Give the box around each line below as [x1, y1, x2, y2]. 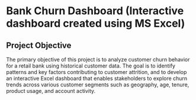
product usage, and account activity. [6, 88, 96, 94]
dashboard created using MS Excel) [6, 17, 185, 30]
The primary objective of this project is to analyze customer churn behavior [6, 56, 190, 63]
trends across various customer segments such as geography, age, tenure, [6, 81, 189, 88]
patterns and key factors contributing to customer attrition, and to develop [6, 69, 187, 75]
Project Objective [6, 40, 72, 50]
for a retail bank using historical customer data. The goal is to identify [6, 62, 176, 69]
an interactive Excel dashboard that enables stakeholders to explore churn [6, 75, 188, 82]
